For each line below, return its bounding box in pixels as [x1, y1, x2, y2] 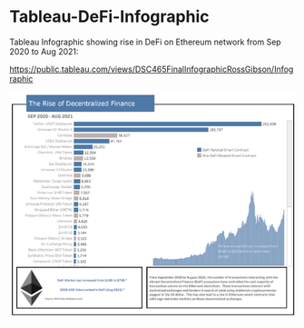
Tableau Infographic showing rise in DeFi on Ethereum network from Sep [9, 36, 281, 47]
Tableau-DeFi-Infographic [9, 6, 210, 27]
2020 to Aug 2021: [9, 45, 79, 56]
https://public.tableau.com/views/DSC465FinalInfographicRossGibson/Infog [9, 64, 294, 75]
